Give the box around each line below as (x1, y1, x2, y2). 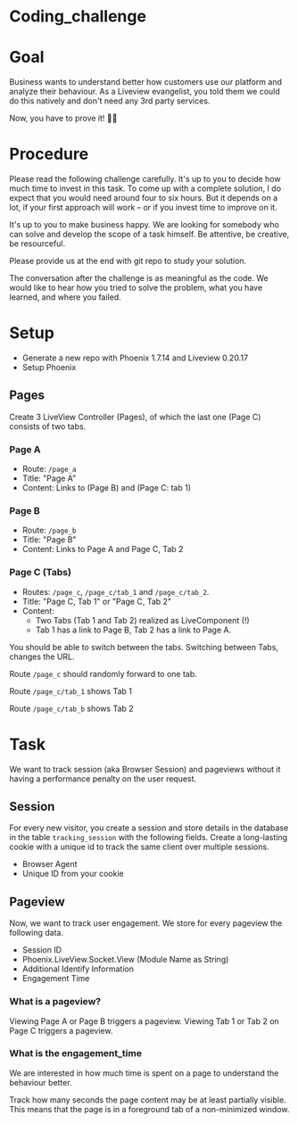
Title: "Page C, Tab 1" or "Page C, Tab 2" (21, 596, 172, 607)
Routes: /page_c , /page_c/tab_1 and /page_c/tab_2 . (21, 586, 210, 597)
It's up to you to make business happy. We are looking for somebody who (9, 219, 279, 230)
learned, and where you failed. (9, 292, 122, 302)
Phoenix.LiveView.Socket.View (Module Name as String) (21, 954, 229, 965)
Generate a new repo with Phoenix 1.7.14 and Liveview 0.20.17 (21, 352, 248, 363)
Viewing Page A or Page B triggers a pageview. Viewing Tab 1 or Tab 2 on (9, 1015, 279, 1027)
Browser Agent (21, 859, 78, 870)
